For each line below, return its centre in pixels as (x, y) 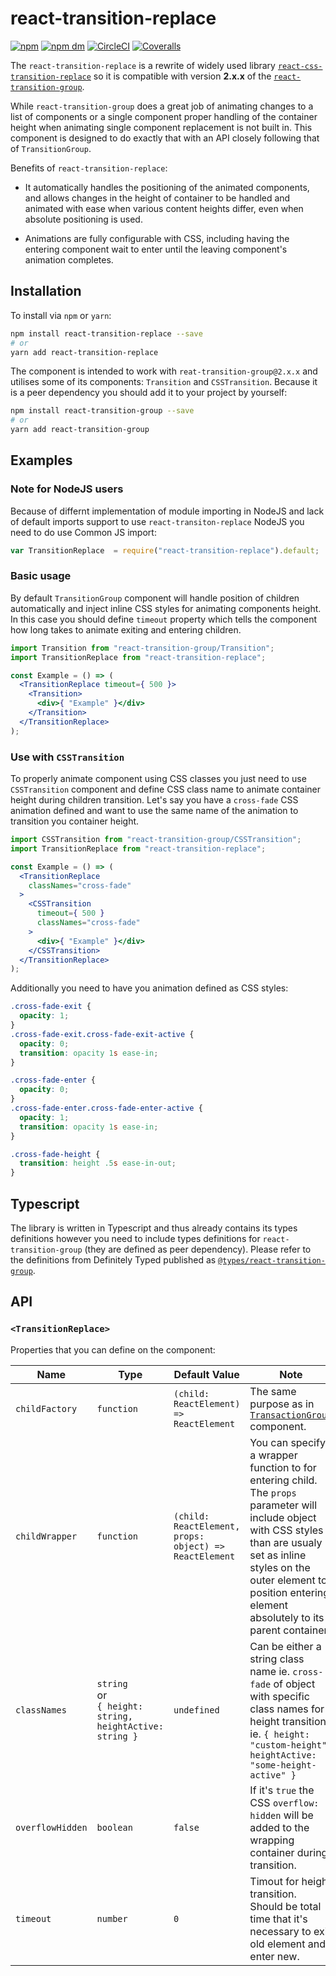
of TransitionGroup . (51, 148)
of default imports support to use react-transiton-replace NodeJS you (157, 521)
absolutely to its (287, 1617)
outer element (282, 1580)
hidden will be (281, 1815)
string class (277, 1659)
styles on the (280, 1567)
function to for (283, 1467)
